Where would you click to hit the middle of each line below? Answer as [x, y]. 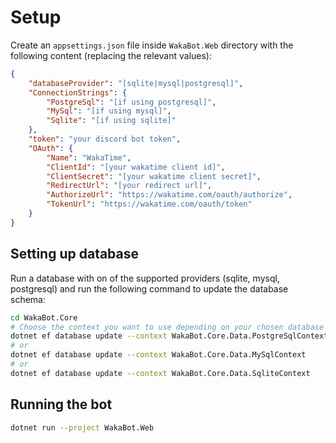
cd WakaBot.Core [44, 317]
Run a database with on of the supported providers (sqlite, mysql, [145, 278]
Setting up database [75, 254]
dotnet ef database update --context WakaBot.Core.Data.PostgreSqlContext [169, 336]
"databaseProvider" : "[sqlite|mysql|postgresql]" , [136, 83]
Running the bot [61, 404]
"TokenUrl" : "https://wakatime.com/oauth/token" [149, 204]
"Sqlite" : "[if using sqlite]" [111, 121]
